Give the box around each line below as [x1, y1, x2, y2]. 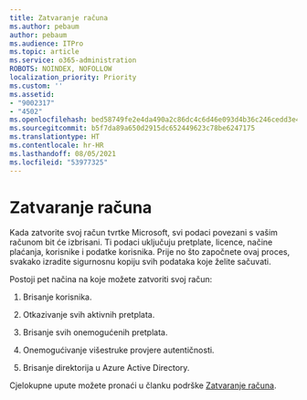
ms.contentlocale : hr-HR [9, 141, 104, 150]
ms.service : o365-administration [9, 56, 137, 65]
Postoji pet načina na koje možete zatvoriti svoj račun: [9, 274, 213, 285]
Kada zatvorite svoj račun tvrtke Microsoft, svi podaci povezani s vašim [9, 227, 279, 238]
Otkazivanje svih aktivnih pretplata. [22, 310, 155, 321]
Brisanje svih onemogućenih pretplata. [22, 327, 168, 338]
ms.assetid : [9, 89, 55, 99]
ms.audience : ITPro [9, 38, 84, 48]
